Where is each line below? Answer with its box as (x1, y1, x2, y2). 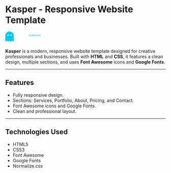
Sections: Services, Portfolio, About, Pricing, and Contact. (12, 97, 134, 103)
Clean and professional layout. (12, 108, 77, 114)
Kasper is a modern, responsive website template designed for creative (5, 48, 156, 54)
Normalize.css (12, 163, 43, 169)
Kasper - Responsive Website (5, 4, 133, 15)
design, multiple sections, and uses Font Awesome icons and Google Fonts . (5, 59, 165, 65)
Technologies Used (5, 128, 68, 136)
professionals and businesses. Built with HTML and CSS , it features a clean (5, 53, 163, 60)
